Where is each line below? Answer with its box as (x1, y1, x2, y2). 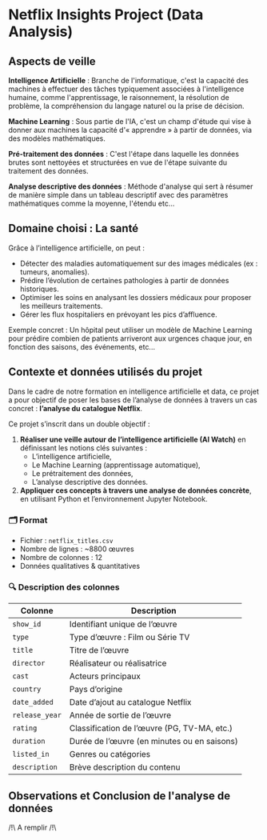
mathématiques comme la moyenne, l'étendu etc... (8, 198, 175, 208)
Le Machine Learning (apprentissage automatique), (31, 460, 201, 470)
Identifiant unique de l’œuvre (69, 618, 177, 630)
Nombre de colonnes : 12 (19, 552, 102, 562)
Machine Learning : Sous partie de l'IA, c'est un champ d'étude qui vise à (8, 117, 252, 126)
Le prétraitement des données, (31, 468, 133, 478)
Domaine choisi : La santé (8, 222, 139, 235)
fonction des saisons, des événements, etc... (8, 342, 156, 351)
